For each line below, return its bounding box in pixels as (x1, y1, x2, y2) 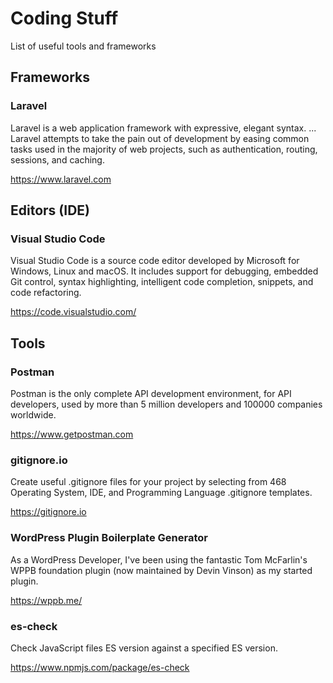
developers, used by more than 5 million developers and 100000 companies (10, 398, 323, 410)
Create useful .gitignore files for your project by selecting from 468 (10, 476, 287, 488)
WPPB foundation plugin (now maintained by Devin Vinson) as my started (10, 564, 313, 576)
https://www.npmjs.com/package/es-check (10, 661, 190, 673)
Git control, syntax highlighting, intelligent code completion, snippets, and (10, 276, 314, 288)
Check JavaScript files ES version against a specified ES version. (10, 642, 278, 654)
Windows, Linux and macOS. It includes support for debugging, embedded (10, 265, 319, 277)
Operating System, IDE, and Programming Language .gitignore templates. (10, 487, 313, 499)
